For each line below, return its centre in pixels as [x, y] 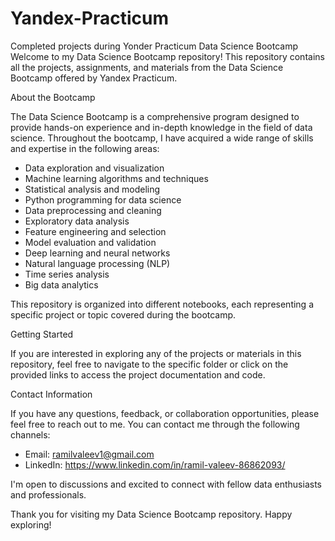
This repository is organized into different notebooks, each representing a [162, 304]
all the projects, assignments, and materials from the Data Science [147, 67]
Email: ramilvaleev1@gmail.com [89, 454]
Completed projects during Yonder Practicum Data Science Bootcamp [154, 46]
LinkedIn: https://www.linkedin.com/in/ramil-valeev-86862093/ [155, 464]
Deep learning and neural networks [97, 253]
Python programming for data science [103, 199]
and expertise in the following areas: [85, 148]
